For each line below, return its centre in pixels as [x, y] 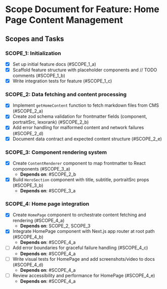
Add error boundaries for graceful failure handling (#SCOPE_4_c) [80, 248]
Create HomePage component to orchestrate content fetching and [79, 215]
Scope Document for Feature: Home [82, 9]
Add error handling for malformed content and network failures [78, 128]
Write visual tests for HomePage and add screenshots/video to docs [84, 259]
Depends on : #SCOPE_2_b [48, 174]
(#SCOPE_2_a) [28, 111]
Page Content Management [64, 20]
